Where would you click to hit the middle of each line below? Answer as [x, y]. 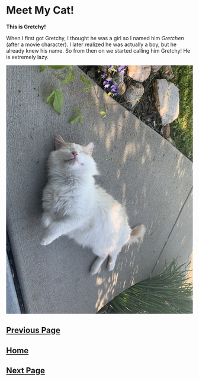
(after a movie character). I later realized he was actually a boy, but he [91, 44]
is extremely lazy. [28, 57]
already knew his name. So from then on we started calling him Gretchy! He [98, 50]
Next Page [26, 371]
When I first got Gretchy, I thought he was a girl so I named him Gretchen [95, 38]
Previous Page [33, 330]
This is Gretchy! [26, 27]
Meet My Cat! [40, 10]
